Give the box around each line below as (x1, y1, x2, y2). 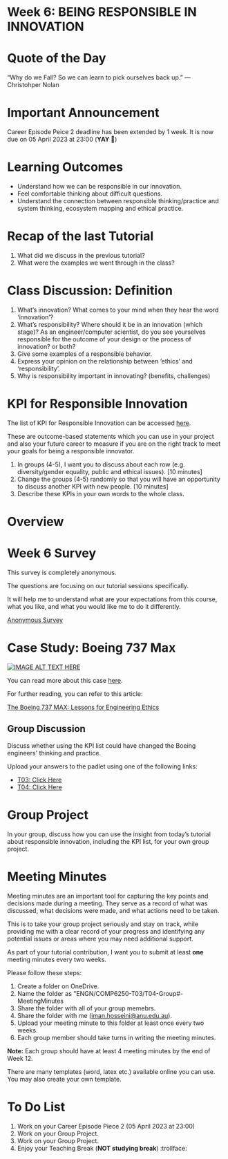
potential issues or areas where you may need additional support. (7, 934, 193, 943)
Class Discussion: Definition (7, 283, 173, 299)
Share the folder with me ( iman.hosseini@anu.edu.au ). (17, 1011, 173, 1019)
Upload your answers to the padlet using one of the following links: (7, 762, 198, 771)
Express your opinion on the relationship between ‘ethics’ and (17, 357, 193, 365)
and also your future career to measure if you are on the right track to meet (7, 440, 221, 448)
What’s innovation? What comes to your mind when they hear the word (17, 305, 219, 314)
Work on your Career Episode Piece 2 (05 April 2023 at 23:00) (17, 1122, 196, 1130)
